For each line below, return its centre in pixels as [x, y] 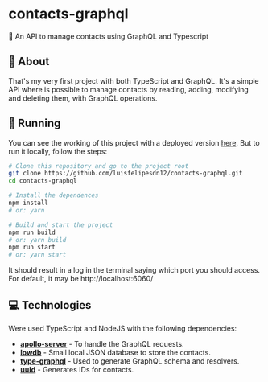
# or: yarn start [37, 255]
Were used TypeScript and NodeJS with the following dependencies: [123, 328]
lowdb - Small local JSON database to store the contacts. [115, 352]
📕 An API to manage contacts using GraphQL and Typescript [109, 36]
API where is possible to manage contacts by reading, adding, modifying [129, 89]
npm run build [32, 232]
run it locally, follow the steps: [58, 151]
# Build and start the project [61, 225]
